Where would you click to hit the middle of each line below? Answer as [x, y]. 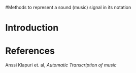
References [30, 51]
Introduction [32, 28]
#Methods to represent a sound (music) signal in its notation [68, 7]
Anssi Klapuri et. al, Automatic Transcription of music [61, 65]
